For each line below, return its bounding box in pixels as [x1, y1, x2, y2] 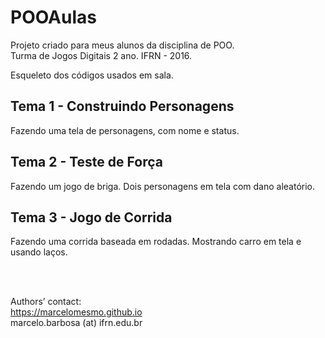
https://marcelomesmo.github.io [10, 306, 143, 318]
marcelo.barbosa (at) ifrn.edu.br [10, 317, 143, 329]
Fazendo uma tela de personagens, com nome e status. [10, 124, 240, 136]
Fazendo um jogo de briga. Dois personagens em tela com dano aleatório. [10, 180, 316, 192]
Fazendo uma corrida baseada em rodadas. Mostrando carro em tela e [10, 236, 302, 248]
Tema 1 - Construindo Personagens [10, 98, 235, 115]
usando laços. [10, 246, 68, 258]
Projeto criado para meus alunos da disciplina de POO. [10, 39, 235, 51]
